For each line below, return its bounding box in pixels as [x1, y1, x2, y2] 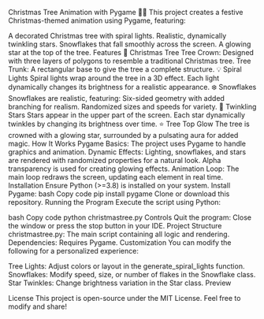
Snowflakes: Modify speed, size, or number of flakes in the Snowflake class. [8, 270, 256, 279]
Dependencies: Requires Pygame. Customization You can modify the [8, 238, 232, 247]
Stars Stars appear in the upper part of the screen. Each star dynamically [8, 110, 246, 120]
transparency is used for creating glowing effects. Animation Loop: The [8, 164, 240, 173]
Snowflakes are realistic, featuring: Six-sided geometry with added [8, 94, 225, 102]
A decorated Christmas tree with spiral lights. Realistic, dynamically [8, 32, 227, 40]
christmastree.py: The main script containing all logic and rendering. [8, 229, 230, 239]
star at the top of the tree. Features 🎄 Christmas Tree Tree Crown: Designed [8, 48, 255, 57]
